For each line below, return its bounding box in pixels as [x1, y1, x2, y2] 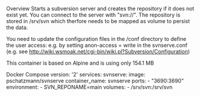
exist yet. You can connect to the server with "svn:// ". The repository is [6, 11, 181, 18]
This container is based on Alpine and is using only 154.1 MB [6, 59, 154, 66]
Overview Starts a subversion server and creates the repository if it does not [6, 5, 195, 12]
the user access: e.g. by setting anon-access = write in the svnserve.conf [6, 41, 188, 49]
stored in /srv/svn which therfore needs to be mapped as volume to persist [6, 18, 190, 24]
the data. [6, 24, 28, 31]
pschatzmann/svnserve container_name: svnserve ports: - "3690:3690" [6, 77, 184, 84]
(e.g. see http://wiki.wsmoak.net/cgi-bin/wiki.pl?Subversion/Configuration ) [6, 48, 190, 55]
